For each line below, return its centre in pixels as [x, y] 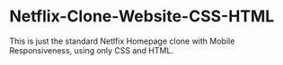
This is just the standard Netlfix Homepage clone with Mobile [122, 41]
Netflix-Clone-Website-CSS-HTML [142, 16]
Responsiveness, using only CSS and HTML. [91, 50]
